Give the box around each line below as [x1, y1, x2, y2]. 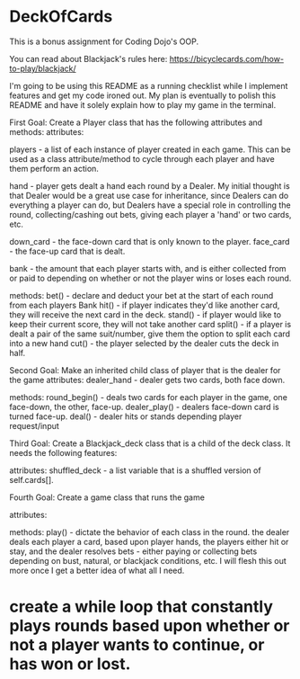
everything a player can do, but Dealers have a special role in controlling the [9, 200, 291, 210]
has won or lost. [9, 654, 131, 675]
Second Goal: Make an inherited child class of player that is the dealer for [9, 364, 281, 375]
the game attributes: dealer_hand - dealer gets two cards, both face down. [9, 374, 286, 385]
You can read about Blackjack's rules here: [9, 53, 168, 64]
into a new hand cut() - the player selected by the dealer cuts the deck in [9, 337, 279, 348]
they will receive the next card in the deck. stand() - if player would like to [9, 308, 281, 320]
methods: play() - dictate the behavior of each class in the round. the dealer [9, 526, 290, 537]
